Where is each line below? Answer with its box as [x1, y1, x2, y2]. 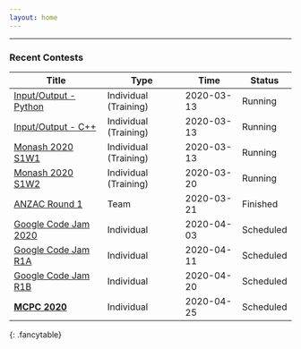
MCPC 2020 [13, 301, 67, 313]
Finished [241, 198, 279, 210]
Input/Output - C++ [13, 120, 97, 132]
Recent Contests [9, 51, 83, 64]
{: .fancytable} [9, 328, 63, 340]
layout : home [9, 13, 58, 22]
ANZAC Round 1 [13, 198, 83, 210]
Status [250, 73, 279, 86]
